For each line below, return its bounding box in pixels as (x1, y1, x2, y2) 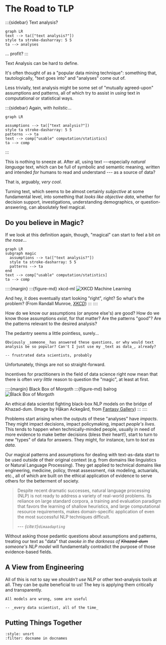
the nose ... (5, 237, 27, 243)
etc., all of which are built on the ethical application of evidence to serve (5, 473, 153, 479)
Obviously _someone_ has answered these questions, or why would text (5, 340, 154, 345)
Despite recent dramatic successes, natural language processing (17, 487, 150, 493)
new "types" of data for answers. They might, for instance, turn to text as (5, 436, 155, 442)
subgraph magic (5, 251, 37, 256)
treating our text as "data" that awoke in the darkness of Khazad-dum (5, 538, 148, 544)
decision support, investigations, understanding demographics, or (5, 199, 140, 205)
